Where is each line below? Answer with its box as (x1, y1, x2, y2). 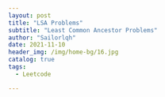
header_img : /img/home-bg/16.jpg (8, 48, 119, 56)
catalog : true (8, 56, 56, 64)
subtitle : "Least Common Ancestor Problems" (8, 26, 158, 34)
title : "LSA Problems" (8, 19, 83, 27)
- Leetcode (15, 70, 52, 78)
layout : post (8, 11, 52, 20)
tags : (8, 63, 26, 71)
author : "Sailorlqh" (8, 33, 77, 42)
